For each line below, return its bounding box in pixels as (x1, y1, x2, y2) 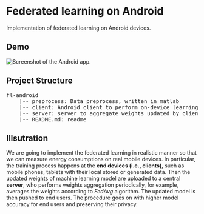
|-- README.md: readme (19, 116, 87, 122)
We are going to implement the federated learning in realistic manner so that (6, 149, 197, 156)
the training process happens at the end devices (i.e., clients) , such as (6, 162, 185, 169)
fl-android (6, 92, 39, 98)
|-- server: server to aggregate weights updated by (19, 110, 180, 116)
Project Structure (6, 76, 73, 86)
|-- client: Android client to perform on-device (19, 104, 170, 110)
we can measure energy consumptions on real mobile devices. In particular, (6, 156, 196, 163)
